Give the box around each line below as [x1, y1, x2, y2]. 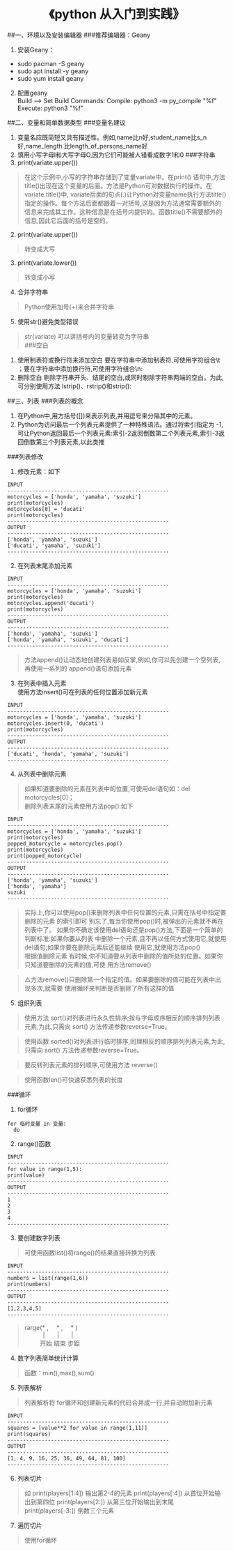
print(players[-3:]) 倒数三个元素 [24, 1506, 115, 1515]
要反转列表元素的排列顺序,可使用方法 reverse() [24, 1060, 158, 1069]
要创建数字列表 [17, 1233, 61, 1241]
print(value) [7, 1172, 45, 1179]
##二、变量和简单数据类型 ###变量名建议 [7, 118, 127, 126]
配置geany [17, 89, 48, 97]
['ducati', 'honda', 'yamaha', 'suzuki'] [7, 750, 129, 757]
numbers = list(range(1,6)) [7, 1274, 89, 1281]
